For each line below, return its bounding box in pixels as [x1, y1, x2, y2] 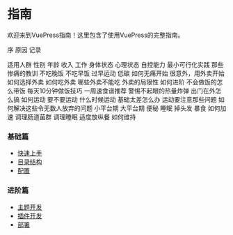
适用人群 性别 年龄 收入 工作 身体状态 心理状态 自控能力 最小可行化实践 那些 [7, 60, 224, 68]
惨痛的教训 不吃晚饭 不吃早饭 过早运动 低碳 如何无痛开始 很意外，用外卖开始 [7, 69, 225, 77]
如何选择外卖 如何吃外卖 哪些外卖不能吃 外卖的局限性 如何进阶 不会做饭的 [7, 77, 217, 86]
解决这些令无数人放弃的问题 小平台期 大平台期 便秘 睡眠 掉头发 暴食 [13, 104, 207, 112]
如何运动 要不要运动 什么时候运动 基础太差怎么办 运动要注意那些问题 [20, 95, 217, 103]
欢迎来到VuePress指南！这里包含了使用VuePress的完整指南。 [7, 31, 184, 39]
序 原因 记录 [7, 45, 42, 54]
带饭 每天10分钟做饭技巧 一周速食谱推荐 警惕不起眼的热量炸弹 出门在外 [13, 86, 216, 95]
